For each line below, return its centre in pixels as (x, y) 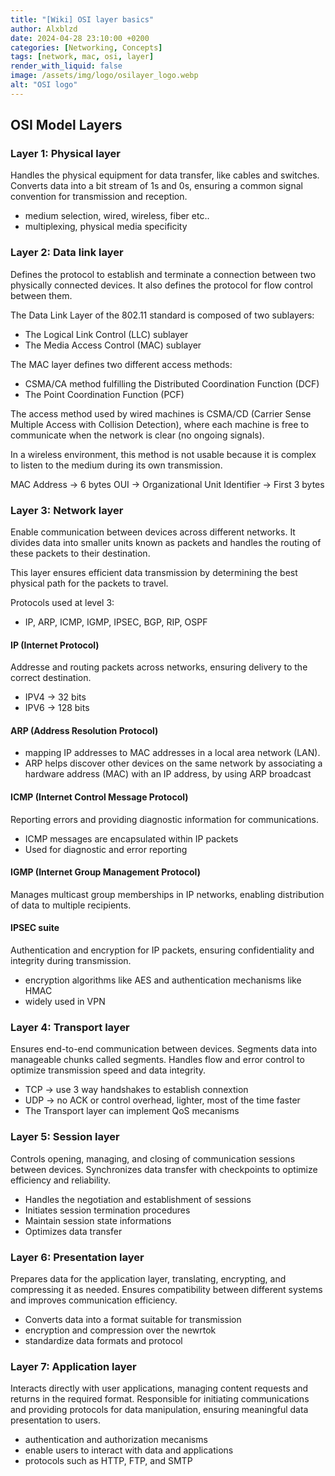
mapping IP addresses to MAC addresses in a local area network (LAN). (172, 753)
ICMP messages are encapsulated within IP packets (131, 838)
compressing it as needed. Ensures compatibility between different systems (166, 1289)
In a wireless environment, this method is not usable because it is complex (163, 454)
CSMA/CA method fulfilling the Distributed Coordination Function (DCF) (172, 383)
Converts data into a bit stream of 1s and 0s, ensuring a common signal (156, 186)
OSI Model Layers (66, 125)
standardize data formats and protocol (103, 1340)
